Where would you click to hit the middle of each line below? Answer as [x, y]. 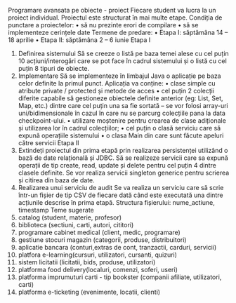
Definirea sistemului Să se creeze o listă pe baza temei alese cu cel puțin [123, 53]
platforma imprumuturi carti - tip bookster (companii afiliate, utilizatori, [120, 277]
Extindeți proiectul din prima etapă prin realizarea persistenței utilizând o [123, 150]
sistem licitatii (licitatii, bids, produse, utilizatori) [87, 262]
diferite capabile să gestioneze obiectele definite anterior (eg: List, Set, [120, 98]
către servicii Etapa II [48, 143]
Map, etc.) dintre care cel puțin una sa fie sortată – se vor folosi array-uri [123, 106]
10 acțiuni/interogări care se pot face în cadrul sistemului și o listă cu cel [122, 61]
